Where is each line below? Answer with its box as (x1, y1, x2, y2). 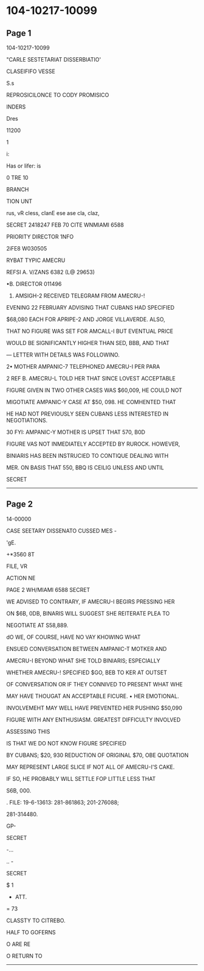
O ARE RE (6, 940, 31, 948)
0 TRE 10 (6, 174, 29, 181)
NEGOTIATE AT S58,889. (6, 621, 69, 628)
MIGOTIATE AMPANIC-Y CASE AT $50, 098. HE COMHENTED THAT (6, 399, 177, 405)
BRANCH (6, 186, 29, 193)
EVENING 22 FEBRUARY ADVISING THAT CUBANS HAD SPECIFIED (6, 304, 175, 311)
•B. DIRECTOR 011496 (6, 280, 62, 287)
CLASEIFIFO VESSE (6, 68, 56, 75)
